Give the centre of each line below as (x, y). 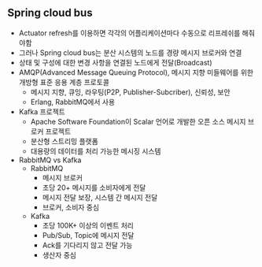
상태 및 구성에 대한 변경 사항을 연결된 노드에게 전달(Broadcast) (115, 62)
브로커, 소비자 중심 (71, 207)
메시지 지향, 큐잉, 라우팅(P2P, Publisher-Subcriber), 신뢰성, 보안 (130, 92)
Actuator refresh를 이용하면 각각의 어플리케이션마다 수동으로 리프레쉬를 (129, 33)
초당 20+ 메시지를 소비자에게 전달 (94, 187)
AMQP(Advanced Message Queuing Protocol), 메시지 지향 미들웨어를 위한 (136, 72)
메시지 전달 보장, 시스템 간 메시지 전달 (100, 197)
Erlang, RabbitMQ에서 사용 (73, 102)
